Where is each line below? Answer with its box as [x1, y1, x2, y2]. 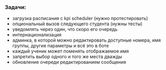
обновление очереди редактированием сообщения [12, 59, 126, 65]
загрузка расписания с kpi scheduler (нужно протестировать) [12, 15, 149, 22]
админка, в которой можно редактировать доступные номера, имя [12, 37, 161, 43]
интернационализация [12, 32, 62, 38]
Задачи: [5, 4, 26, 11]
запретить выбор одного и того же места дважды [12, 54, 122, 60]
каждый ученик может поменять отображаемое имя [12, 48, 129, 55]
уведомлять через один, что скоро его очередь [12, 26, 118, 32]
